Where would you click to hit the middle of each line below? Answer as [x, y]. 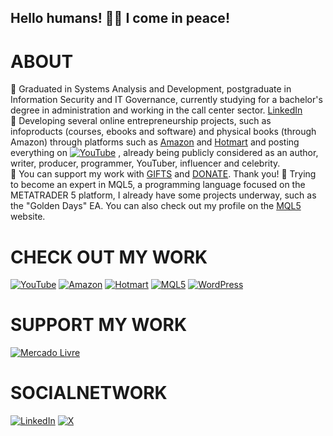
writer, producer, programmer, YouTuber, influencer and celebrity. [145, 163]
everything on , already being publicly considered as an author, [164, 153]
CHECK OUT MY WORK [109, 257]
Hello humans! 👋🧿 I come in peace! [120, 18]
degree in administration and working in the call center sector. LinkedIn [156, 110]
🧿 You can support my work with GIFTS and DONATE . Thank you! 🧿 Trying [163, 174]
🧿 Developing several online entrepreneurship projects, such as [141, 121]
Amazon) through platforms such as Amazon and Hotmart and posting [155, 142]
